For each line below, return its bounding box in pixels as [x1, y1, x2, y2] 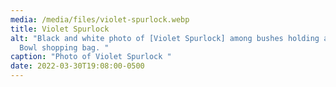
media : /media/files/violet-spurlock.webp [10, 14, 190, 25]
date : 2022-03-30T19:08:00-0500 [10, 61, 145, 71]
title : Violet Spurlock [10, 24, 110, 34]
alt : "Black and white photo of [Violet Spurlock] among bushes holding [10, 33, 320, 43]
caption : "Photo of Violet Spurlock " [10, 52, 172, 62]
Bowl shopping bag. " [19, 42, 110, 53]
